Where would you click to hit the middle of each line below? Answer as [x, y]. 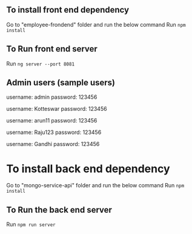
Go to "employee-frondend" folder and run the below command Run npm [96, 24]
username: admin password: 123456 [52, 97]
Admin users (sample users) [61, 83]
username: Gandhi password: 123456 [53, 144]
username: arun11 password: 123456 [52, 121]
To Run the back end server [59, 209]
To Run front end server [52, 49]
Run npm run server [31, 224]
